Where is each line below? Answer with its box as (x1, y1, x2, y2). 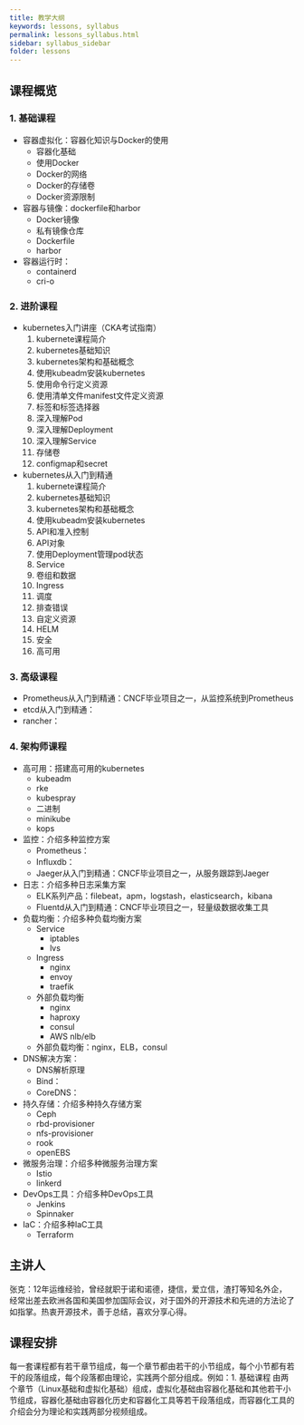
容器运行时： (22, 256, 71, 267)
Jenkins (35, 1198, 66, 1209)
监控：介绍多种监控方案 (22, 833, 110, 844)
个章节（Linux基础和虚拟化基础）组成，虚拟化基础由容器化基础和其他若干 (9, 1383, 283, 1394)
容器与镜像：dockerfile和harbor (22, 202, 141, 213)
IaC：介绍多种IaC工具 (22, 1218, 104, 1229)
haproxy (49, 1012, 81, 1023)
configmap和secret (35, 459, 109, 470)
